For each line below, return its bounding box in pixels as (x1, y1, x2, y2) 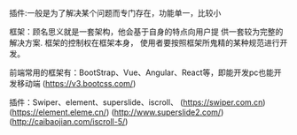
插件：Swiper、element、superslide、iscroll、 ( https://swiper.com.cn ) (9, 97, 266, 108)
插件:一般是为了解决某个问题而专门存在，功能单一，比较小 (9, 8, 222, 18)
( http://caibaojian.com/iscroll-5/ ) (9, 116, 129, 126)
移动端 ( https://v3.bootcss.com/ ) (16, 79, 137, 88)
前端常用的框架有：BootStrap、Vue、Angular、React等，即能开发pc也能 (9, 67, 275, 78)
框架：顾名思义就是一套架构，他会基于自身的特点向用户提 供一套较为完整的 (9, 26, 284, 37)
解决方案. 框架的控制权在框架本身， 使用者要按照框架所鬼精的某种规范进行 (9, 38, 280, 48)
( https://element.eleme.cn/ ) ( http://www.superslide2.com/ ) (9, 107, 224, 117)
